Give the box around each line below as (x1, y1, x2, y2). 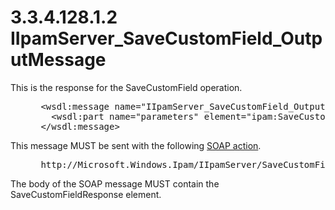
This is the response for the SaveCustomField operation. (10, 81, 243, 93)
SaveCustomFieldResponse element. (10, 188, 162, 200)
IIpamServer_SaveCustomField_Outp (10, 27, 323, 50)
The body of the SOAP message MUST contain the (10, 177, 220, 190)
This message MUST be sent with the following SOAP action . (10, 139, 262, 151)
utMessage (10, 49, 107, 71)
